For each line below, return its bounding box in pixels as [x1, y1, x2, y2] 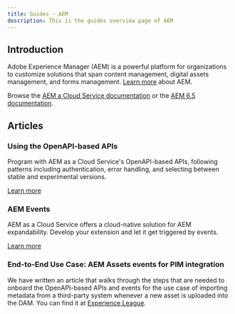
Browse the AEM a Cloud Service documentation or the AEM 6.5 [7, 91, 196, 100]
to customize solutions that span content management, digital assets [7, 70, 209, 78]
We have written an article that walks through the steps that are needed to [7, 275, 225, 284]
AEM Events [7, 204, 51, 214]
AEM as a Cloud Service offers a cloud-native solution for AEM [7, 221, 192, 229]
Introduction [7, 44, 64, 56]
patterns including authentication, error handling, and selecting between [7, 165, 219, 173]
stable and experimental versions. [7, 173, 107, 181]
